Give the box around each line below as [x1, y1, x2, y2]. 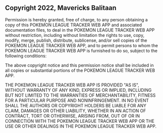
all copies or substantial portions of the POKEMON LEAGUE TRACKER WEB [5, 67, 155, 73]
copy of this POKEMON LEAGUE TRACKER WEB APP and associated [5, 22, 142, 28]
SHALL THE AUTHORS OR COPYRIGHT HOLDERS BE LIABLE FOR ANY [5, 102, 147, 108]
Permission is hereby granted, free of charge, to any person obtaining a [5, 17, 148, 22]
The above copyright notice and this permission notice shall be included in [5, 62, 154, 68]
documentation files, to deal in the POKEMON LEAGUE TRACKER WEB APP [5, 27, 155, 33]
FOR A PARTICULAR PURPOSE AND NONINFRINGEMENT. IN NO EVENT [5, 97, 149, 103]
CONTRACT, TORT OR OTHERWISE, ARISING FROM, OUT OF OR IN [5, 113, 140, 118]
